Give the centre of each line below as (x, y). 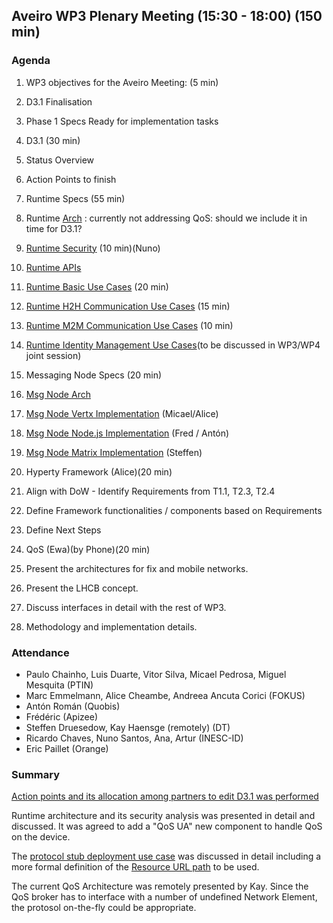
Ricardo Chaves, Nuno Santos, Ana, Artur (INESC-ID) (134, 738)
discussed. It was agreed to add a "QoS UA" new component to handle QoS (167, 826)
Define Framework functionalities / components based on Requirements (174, 510)
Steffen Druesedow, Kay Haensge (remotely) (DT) (128, 727)
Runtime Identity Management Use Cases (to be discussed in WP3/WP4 (173, 345)
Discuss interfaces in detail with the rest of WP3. (126, 607)
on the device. (41, 837)
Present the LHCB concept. (82, 588)
